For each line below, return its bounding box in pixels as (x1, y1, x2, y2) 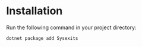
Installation (6, 4, 63, 18)
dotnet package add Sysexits (6, 35, 78, 41)
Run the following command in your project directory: (6, 24, 137, 31)
